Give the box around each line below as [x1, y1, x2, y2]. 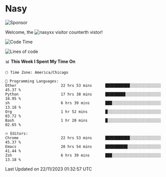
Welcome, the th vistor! [5, 29, 103, 35]
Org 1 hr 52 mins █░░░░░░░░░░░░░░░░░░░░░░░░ [5, 109, 162, 114]
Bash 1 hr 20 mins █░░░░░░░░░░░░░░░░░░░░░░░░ [5, 118, 162, 123]
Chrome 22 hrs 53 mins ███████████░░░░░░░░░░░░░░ [5, 135, 162, 140]
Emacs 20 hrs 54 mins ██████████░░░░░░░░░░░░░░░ [5, 144, 162, 149]
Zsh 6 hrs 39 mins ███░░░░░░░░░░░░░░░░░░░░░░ [5, 153, 162, 158]
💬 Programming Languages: [5, 78, 59, 84]
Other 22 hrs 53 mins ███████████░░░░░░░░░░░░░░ [5, 83, 162, 88]
